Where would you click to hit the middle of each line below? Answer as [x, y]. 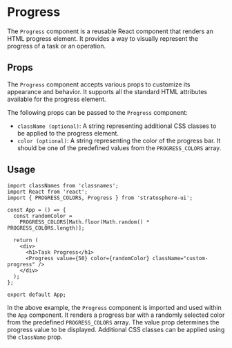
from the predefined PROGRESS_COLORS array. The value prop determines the [113, 322]
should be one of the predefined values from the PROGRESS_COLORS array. [119, 148]
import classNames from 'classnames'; [63, 185]
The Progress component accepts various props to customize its [99, 84]
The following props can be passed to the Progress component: [97, 112]
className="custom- [180, 258]
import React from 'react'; [48, 192]
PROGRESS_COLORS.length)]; [46, 228]
